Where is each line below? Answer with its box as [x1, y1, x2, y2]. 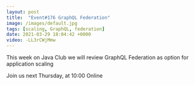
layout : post [6, 8, 40, 15]
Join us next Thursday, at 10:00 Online [6, 72, 103, 79]
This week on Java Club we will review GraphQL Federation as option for [6, 54, 189, 61]
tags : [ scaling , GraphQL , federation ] [6, 25, 105, 32]
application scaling [6, 60, 54, 67]
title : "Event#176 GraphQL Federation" [6, 15, 111, 21]
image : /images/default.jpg [6, 20, 78, 26]
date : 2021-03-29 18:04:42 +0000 [6, 32, 91, 38]
